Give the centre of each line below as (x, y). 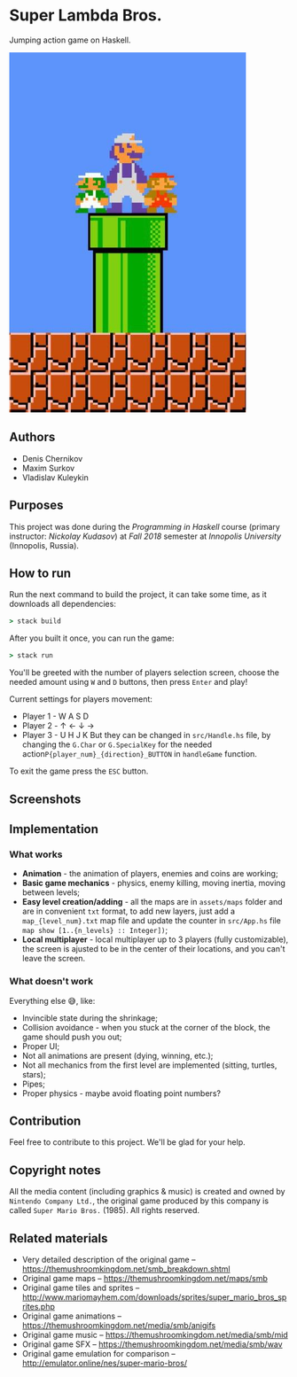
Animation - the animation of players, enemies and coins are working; (150, 874)
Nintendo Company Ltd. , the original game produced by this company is (139, 1201)
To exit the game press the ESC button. (79, 771)
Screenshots (45, 799)
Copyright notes (55, 1170)
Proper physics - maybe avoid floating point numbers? (121, 1093)
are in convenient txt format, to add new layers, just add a (129, 911)
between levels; (51, 892)
